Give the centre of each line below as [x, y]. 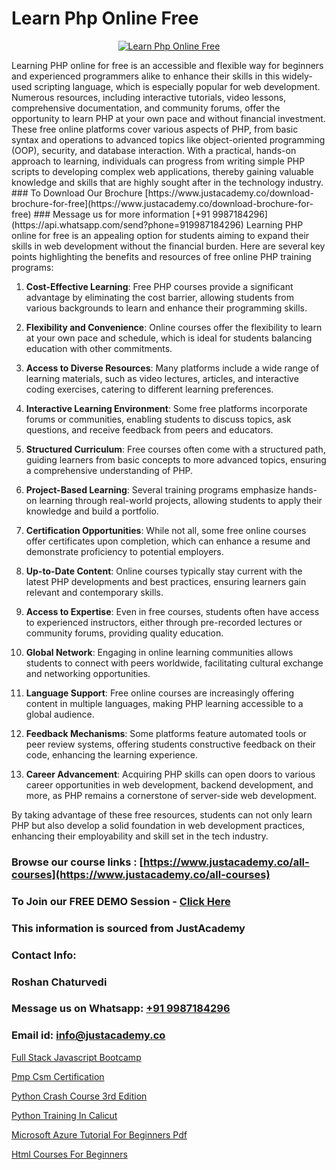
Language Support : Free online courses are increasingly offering [160, 693]
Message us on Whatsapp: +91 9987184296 [121, 1009]
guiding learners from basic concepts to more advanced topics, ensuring [176, 459]
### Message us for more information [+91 [122, 214]
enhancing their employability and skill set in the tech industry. [140, 836]
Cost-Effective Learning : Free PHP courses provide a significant [159, 286]
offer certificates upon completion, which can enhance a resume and [168, 541]
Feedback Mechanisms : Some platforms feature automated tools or [166, 733]
